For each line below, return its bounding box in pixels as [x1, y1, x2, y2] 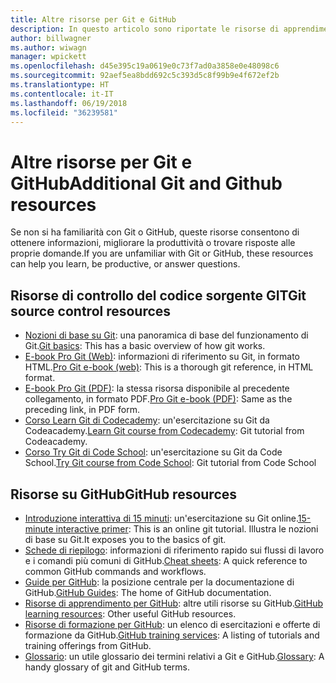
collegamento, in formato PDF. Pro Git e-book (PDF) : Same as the [24, 393, 293, 405]
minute [24, 522, 54, 535]
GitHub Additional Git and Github [10, 172, 283, 195]
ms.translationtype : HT [10, 80, 110, 90]
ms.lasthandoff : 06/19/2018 [10, 98, 128, 108]
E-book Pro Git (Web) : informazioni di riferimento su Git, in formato [24, 351, 300, 363]
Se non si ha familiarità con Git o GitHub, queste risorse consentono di [10, 226, 300, 238]
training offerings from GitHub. [24, 639, 152, 651]
